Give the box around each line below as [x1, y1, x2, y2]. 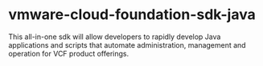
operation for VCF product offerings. [8, 49, 129, 58]
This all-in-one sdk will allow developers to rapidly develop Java [8, 32, 221, 41]
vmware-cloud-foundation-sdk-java [8, 6, 256, 24]
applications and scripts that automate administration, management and [8, 40, 247, 49]
